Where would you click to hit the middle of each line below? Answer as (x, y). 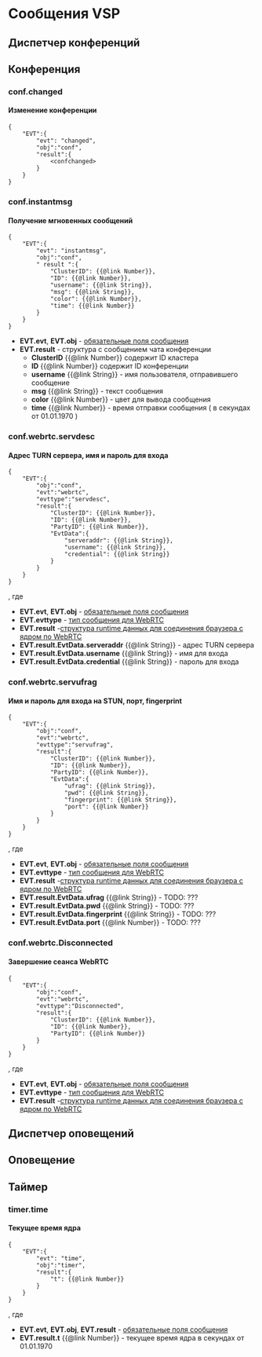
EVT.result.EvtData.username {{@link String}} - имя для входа (124, 654)
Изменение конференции (53, 110)
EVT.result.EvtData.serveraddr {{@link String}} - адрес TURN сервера (137, 645)
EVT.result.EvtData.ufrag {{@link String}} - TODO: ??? (109, 897)
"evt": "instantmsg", (72, 251)
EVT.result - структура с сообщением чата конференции (115, 350)
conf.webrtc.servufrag (53, 682)
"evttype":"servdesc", (73, 500)
